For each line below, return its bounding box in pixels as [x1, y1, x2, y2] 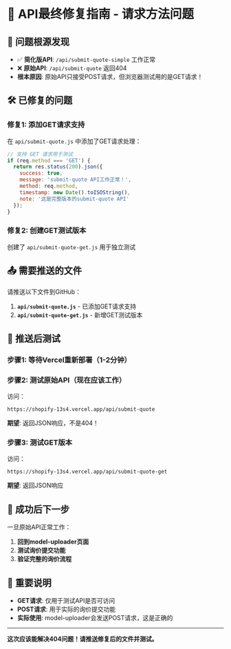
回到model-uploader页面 [16, 538, 89, 546]
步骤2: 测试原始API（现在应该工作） [7, 375, 126, 385]
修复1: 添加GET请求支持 [7, 120, 85, 129]
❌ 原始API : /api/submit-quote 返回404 [16, 64, 127, 72]
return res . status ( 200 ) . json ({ [13, 163, 103, 171]
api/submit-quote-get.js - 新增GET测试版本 [16, 310, 143, 319]
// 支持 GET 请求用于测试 [7, 151, 74, 158]
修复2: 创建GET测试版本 [7, 226, 87, 235]
